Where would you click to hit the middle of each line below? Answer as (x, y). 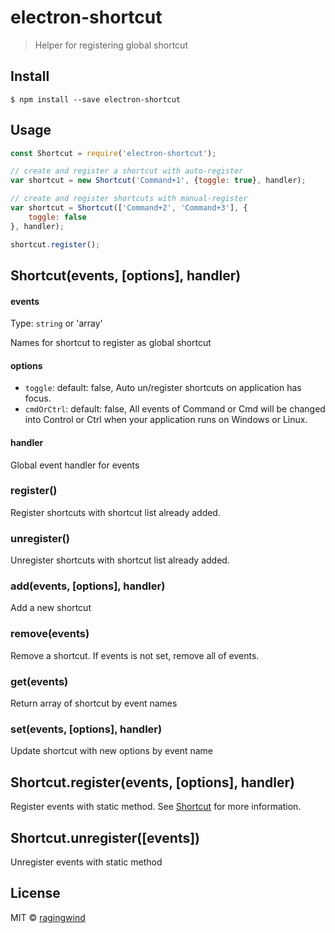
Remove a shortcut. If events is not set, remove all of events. (135, 655)
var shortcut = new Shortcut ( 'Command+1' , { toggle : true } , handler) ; (158, 181)
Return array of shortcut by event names (94, 703)
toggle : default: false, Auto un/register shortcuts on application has (163, 388)
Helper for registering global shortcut (111, 45)
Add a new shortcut (51, 608)
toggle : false (57, 217)
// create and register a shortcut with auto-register (127, 171)
